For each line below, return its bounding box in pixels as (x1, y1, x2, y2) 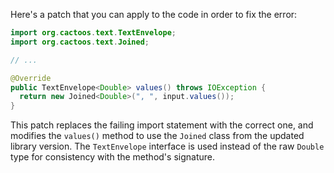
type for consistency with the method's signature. (10, 151, 215, 163)
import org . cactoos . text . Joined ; (10, 37, 150, 47)
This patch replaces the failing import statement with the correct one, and (10, 119, 314, 131)
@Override (10, 73, 52, 83)
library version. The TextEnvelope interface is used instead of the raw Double (10, 140, 325, 153)
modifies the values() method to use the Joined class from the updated (10, 130, 305, 142)
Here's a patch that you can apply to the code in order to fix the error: (10, 9, 298, 20)
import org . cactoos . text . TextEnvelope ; (10, 28, 177, 38)
